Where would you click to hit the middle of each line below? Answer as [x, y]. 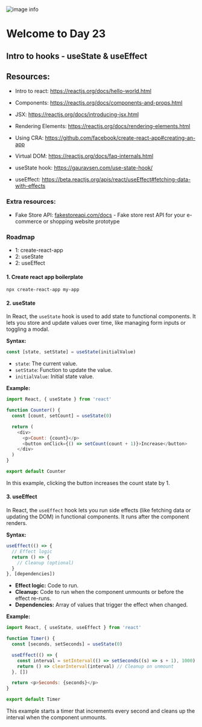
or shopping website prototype [81, 221]
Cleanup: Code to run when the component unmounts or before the [99, 592]
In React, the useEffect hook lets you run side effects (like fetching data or [99, 510]
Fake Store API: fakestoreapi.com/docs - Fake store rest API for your [100, 215]
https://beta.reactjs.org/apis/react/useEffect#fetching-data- [116, 180]
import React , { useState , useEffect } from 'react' [74, 628]
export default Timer [33, 699]
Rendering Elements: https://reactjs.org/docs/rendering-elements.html [103, 126]
